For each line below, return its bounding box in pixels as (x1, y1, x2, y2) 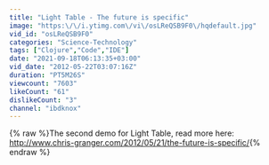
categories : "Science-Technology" (9, 37, 138, 47)
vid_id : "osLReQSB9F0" (9, 29, 94, 38)
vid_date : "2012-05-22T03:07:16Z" (9, 63, 138, 72)
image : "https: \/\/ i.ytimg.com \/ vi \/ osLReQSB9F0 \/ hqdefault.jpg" (9, 21, 257, 30)
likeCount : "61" (9, 87, 69, 96)
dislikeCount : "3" (9, 95, 77, 105)
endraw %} (9, 147, 51, 158)
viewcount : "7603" (9, 79, 77, 88)
